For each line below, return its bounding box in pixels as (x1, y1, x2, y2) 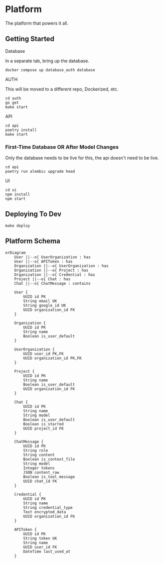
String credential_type (23, 505, 73, 510)
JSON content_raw (23, 470, 59, 475)
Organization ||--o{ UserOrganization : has (14, 263, 109, 268)
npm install (5, 192, 30, 197)
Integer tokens (23, 466, 55, 471)
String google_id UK (23, 303, 66, 308)
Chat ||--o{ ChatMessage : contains (14, 281, 91, 286)
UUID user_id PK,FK (23, 351, 64, 356)
